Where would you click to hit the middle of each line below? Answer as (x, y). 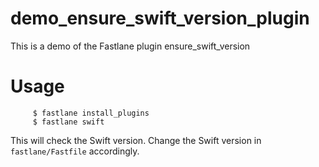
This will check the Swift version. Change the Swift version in (136, 140)
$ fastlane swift (68, 122)
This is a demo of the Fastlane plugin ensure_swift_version (130, 46)
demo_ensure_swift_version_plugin (160, 18)
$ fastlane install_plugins (91, 113)
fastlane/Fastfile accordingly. (75, 151)
